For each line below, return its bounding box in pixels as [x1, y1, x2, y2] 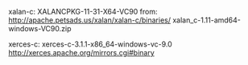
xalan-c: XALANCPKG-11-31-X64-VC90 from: [8, 7, 159, 16]
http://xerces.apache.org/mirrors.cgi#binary [8, 48, 155, 57]
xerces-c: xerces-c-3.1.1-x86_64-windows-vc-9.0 [8, 39, 173, 49]
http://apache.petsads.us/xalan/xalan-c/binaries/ [8, 15, 172, 25]
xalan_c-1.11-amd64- [172, 15, 242, 25]
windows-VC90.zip [8, 24, 72, 33]
